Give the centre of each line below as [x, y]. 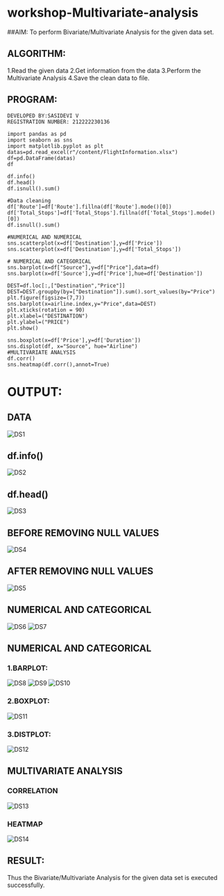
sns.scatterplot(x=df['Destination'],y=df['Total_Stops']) [94, 249]
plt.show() [23, 328]
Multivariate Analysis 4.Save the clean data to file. [79, 78]
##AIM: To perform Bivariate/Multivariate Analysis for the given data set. [111, 32]
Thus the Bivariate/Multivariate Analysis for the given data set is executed [112, 877]
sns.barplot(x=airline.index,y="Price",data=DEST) [82, 304]
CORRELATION [33, 791]
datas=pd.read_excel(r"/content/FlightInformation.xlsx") [93, 152]
